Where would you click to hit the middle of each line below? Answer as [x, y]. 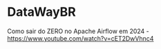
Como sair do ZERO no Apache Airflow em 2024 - [78, 31]
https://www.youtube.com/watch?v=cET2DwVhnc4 [80, 38]
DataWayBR [41, 12]
